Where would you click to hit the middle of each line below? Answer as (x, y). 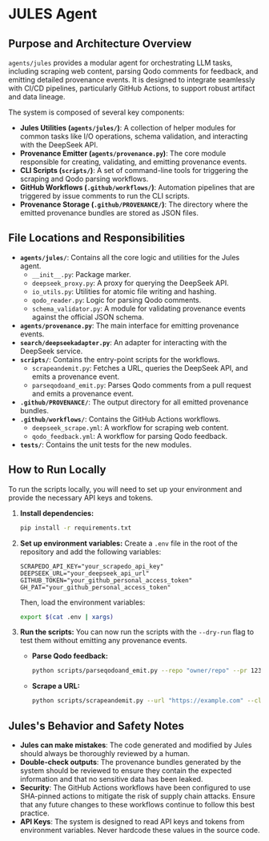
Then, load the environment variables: (82, 602)
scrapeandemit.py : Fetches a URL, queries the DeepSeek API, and (140, 368)
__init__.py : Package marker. (81, 274)
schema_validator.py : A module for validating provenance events (139, 308)
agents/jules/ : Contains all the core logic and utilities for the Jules (130, 257)
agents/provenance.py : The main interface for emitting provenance (129, 325)
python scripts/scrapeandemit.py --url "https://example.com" (138, 701)
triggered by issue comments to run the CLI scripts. (104, 196)
